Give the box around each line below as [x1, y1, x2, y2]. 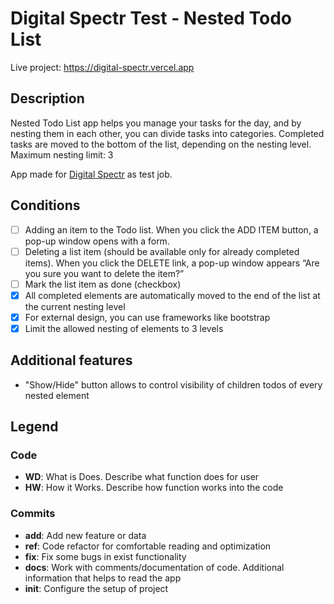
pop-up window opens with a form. [24, 235, 170, 247]
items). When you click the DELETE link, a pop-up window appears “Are [24, 257, 320, 269]
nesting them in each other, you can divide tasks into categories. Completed [10, 127, 325, 139]
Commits [10, 507, 56, 521]
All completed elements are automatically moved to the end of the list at [24, 289, 321, 301]
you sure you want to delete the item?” [24, 267, 185, 279]
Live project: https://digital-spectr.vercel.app [10, 61, 195, 73]
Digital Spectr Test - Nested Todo [10, 7, 292, 30]
